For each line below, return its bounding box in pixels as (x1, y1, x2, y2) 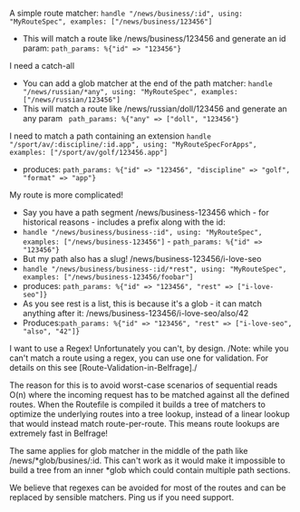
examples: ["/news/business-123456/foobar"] (22, 273, 194, 282)
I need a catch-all (9, 61, 75, 71)
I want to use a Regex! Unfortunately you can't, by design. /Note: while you (9, 343, 289, 353)
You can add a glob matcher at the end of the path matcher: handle (22, 78, 274, 89)
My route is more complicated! (9, 189, 124, 200)
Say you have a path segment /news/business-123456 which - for (22, 208, 269, 217)
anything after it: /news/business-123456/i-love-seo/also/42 (22, 308, 249, 318)
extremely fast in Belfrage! (9, 428, 109, 439)
